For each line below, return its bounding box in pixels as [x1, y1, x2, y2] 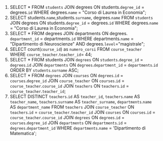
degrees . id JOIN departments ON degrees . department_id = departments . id [9, 62, 158, 68]
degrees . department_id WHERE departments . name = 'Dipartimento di [9, 125, 146, 131]
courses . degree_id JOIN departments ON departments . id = [9, 120, 127, 126]
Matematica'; [9, 131, 37, 136]
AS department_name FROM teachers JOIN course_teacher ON [9, 104, 134, 110]
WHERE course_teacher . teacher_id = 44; [9, 51, 92, 57]
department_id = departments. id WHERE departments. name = [9, 36, 134, 42]
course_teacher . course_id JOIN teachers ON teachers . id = [9, 83, 129, 89]
